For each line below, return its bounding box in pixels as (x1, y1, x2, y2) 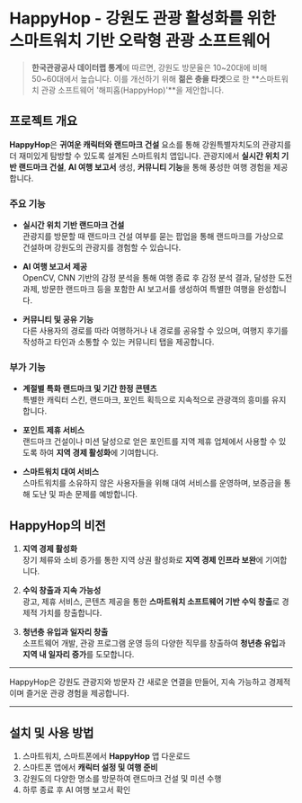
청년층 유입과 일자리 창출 (22, 627, 109, 638)
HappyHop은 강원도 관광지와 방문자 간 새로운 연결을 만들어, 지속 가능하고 (9, 676, 267, 688)
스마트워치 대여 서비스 (22, 467, 100, 477)
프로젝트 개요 (9, 113, 78, 129)
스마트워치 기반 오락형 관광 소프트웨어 (9, 31, 271, 51)
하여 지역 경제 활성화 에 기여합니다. (39, 447, 159, 459)
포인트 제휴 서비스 (22, 424, 85, 436)
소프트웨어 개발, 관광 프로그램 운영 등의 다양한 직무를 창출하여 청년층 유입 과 (22, 638, 286, 648)
